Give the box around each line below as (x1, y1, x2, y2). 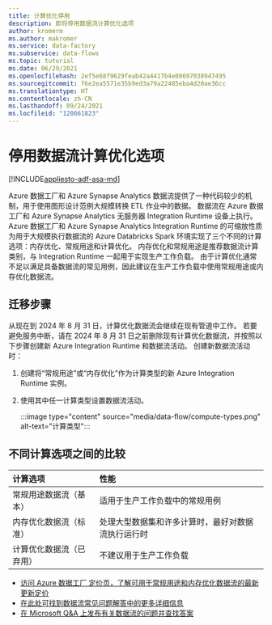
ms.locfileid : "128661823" (8, 110, 100, 118)
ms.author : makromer (8, 34, 79, 43)
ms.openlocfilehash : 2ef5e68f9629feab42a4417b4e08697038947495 (8, 72, 227, 80)
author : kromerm (8, 27, 63, 35)
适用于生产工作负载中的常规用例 (99, 495, 221, 506)
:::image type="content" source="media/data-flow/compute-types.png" (19, 412, 261, 421)
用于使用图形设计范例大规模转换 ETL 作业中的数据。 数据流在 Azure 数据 (22, 201, 264, 210)
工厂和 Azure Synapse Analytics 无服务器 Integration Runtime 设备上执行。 (8, 211, 257, 221)
